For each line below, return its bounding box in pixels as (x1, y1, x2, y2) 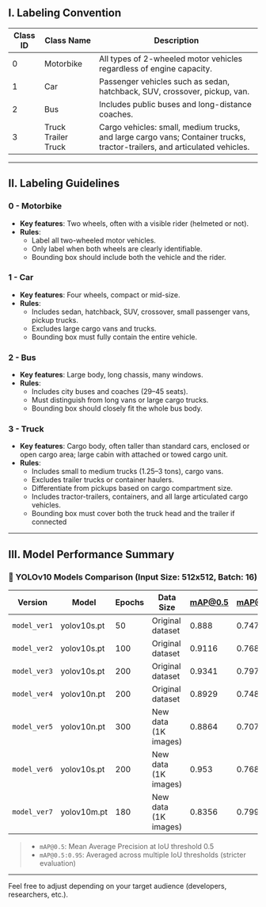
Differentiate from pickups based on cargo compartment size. (31, 484, 234, 493)
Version (17, 597, 47, 608)
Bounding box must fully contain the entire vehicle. (31, 332, 198, 342)
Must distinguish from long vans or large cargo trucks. (31, 396, 209, 405)
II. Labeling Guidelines (8, 177, 120, 190)
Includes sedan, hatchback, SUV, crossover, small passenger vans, (31, 307, 251, 316)
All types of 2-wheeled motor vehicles (98, 53, 243, 64)
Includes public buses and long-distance (98, 98, 252, 109)
